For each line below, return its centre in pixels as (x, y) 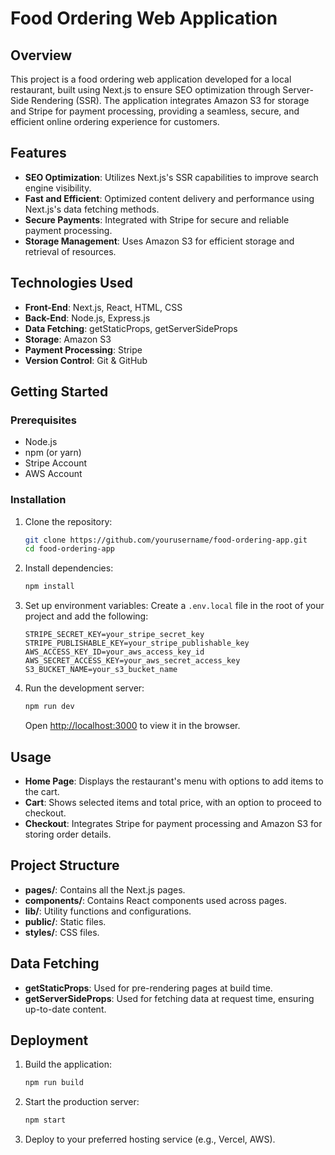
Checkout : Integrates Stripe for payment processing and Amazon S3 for (173, 823)
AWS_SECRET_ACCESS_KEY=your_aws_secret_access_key (132, 661)
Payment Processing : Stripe (83, 349)
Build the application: (68, 1064)
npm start (45, 1120)
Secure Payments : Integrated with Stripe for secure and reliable (157, 219)
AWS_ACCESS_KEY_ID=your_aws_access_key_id (114, 652)
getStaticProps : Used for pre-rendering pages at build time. (148, 988)
